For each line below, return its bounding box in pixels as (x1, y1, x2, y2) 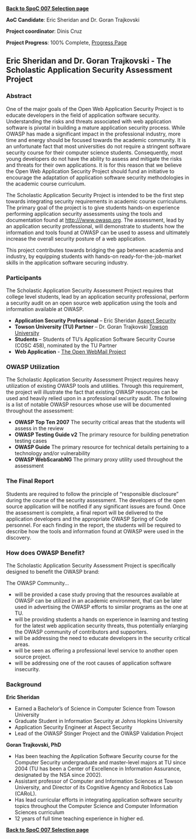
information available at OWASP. (6, 305, 84, 313)
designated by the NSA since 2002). (14, 772, 102, 779)
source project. (14, 653, 51, 660)
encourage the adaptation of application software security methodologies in (6, 174, 190, 181)
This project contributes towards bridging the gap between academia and (6, 246, 184, 253)
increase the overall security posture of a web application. (6, 235, 146, 242)
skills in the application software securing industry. (6, 259, 129, 266)
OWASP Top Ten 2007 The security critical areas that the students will (14, 419, 185, 426)
